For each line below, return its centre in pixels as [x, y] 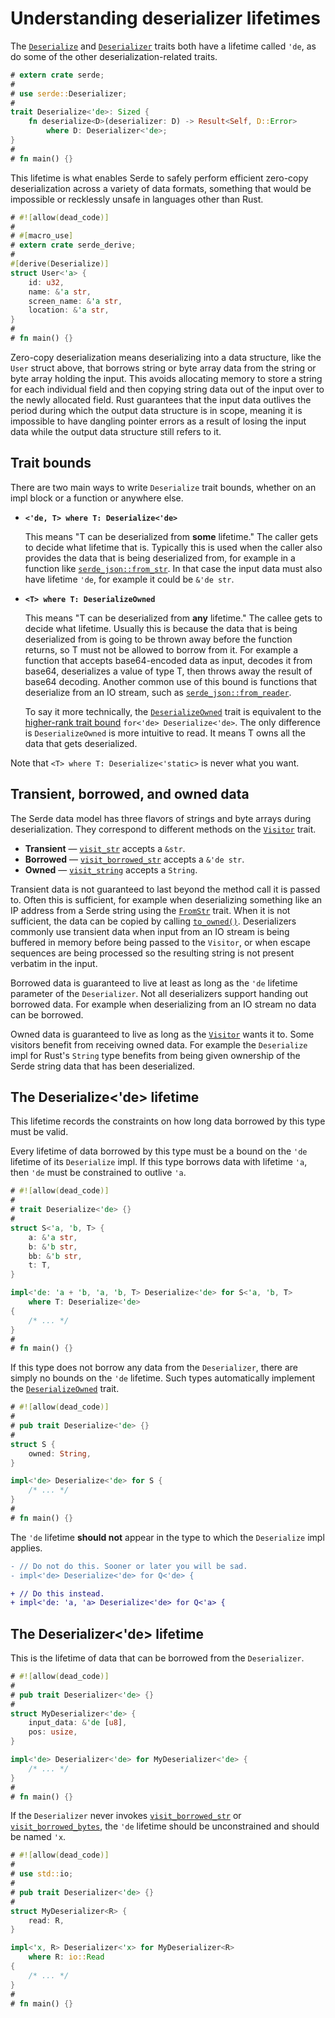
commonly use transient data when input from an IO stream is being [150, 931]
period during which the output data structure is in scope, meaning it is [156, 410]
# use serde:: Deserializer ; [69, 93]
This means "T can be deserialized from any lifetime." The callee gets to [173, 618]
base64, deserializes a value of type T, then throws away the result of [168, 671]
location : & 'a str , [69, 310]
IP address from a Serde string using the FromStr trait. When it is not [150, 910]
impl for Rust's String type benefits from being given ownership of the [155, 1055]
